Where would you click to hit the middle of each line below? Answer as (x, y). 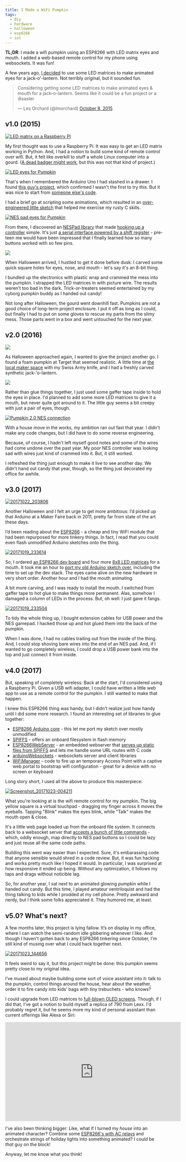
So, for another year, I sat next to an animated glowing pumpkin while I (78, 884)
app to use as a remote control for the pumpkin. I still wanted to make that (81, 694)
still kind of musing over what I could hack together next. (64, 944)
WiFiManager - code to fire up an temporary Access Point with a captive (87, 761)
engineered (17, 208)
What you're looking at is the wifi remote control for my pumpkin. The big (81, 801)
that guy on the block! (28, 1144)
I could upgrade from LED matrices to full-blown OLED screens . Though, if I (83, 999)
